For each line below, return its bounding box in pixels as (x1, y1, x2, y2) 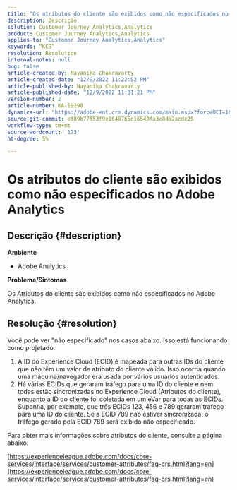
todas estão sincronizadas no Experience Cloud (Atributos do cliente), (17, 388, 221, 396)
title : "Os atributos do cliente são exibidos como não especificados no (7, 10, 229, 18)
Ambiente (7, 249, 37, 257)
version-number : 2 (7, 96, 61, 103)
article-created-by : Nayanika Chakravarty (7, 69, 134, 76)
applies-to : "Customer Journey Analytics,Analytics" (7, 37, 166, 44)
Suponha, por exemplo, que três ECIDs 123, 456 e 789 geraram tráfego (17, 402, 224, 411)
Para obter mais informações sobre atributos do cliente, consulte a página (7, 431, 223, 440)
